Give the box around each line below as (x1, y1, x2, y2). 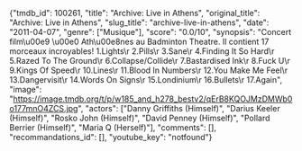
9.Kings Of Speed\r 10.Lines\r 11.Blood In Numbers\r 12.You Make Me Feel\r (9, 65, 288, 75)
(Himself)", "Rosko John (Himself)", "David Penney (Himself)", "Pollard (9, 112, 270, 123)
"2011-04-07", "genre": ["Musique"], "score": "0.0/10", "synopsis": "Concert (9, 27, 291, 37)
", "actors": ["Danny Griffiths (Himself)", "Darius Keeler (78, 103, 281, 113)
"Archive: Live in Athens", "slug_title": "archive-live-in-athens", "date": (9, 17, 270, 28)
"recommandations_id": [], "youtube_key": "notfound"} (9, 132, 213, 142)
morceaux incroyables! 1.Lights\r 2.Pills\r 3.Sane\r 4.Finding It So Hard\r (9, 46, 275, 57)
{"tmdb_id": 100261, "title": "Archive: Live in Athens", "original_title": (9, 8, 261, 18)
